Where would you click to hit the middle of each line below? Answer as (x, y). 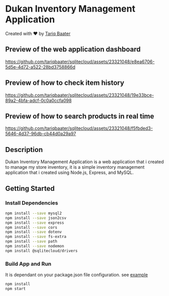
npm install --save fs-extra (36, 237)
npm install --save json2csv (36, 218)
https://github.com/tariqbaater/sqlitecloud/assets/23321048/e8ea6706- (80, 62)
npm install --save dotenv (34, 232)
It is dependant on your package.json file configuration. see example (76, 275)
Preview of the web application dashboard (73, 49)
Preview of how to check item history (65, 83)
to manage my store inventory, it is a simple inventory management (75, 167)
